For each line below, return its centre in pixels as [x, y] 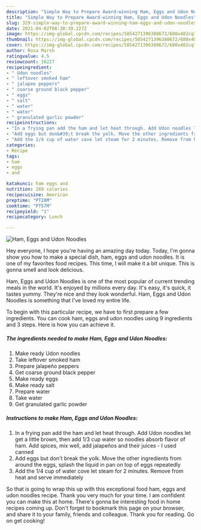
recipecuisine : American [37, 195]
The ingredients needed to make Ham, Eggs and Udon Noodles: [87, 338]
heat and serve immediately [49, 477]
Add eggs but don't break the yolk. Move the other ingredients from [98, 458]
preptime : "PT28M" [29, 200]
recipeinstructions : [32, 123]
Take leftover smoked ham [48, 360]
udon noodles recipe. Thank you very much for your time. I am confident [96, 495]
